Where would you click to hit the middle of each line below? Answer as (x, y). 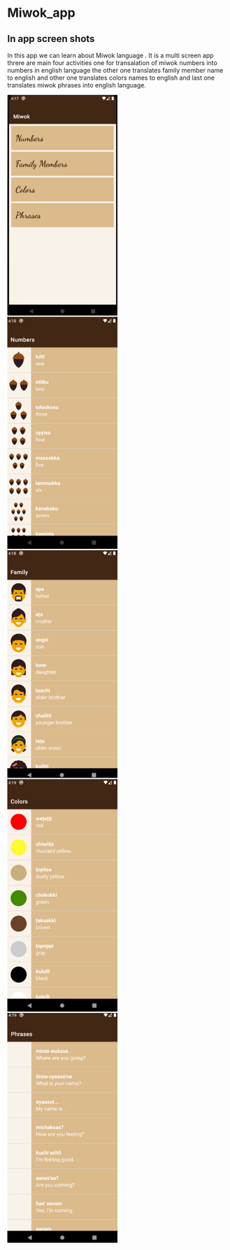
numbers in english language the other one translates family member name (115, 70)
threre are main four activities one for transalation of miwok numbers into (113, 63)
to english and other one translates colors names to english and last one (111, 78)
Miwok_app (41, 13)
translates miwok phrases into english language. (77, 85)
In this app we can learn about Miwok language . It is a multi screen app (111, 55)
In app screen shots (51, 39)
